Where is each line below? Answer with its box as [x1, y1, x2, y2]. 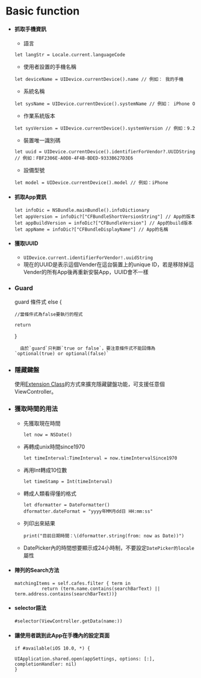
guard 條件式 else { [14, 298, 63, 305]
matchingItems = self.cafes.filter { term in [14, 580, 131, 586]
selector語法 [14, 604, 46, 612]
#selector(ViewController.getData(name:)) [14, 618, 123, 624]
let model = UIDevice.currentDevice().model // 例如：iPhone [14, 180, 169, 186]
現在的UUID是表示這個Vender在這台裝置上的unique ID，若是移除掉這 [23, 261, 194, 268]
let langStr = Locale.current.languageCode [14, 52, 126, 58]
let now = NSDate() [23, 432, 73, 438]
